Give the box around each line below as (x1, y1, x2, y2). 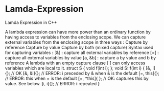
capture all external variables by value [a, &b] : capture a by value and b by (5, 55, 156, 60)
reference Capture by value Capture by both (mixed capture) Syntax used (5, 44, 154, 50)
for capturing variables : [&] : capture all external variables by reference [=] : (5, 50, 159, 55)
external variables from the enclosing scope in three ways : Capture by (5, 39, 148, 45)
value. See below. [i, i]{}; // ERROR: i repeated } (5, 80, 100, 86)
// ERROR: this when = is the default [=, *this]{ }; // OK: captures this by (5, 75, 149, 81)
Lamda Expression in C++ (5, 19, 57, 25)
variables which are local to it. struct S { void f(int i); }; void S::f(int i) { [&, (5, 65, 152, 71)
